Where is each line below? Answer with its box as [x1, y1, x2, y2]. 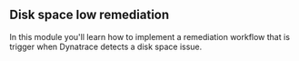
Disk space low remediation [9, 7, 170, 23]
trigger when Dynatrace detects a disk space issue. [9, 41, 203, 52]
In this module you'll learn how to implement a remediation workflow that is [9, 31, 291, 42]
